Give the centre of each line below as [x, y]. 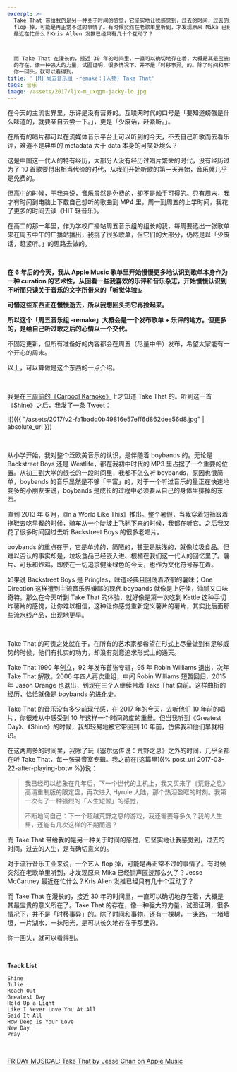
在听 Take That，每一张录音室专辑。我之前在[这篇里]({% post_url [102, 759]
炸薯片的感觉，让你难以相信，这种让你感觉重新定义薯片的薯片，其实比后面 [115, 606]
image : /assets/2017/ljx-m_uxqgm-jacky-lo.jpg [77, 92]
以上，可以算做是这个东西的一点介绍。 [63, 367]
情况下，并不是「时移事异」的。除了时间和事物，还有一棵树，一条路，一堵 [115, 914]
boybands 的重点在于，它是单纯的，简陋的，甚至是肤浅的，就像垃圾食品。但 [119, 547]
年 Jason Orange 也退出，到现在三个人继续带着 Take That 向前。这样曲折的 [117, 685]
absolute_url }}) [30, 426]
